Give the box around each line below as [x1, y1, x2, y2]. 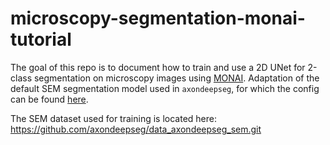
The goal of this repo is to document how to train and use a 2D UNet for [10, 61, 306, 73]
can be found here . [10, 93, 89, 105]
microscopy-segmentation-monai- [10, 7, 306, 30]
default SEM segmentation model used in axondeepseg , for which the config [10, 82, 320, 94]
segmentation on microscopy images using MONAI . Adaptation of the [33, 72, 320, 84]
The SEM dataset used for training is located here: [10, 112, 217, 124]
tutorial [10, 28, 72, 51]
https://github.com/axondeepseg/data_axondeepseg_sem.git [10, 123, 262, 135]
